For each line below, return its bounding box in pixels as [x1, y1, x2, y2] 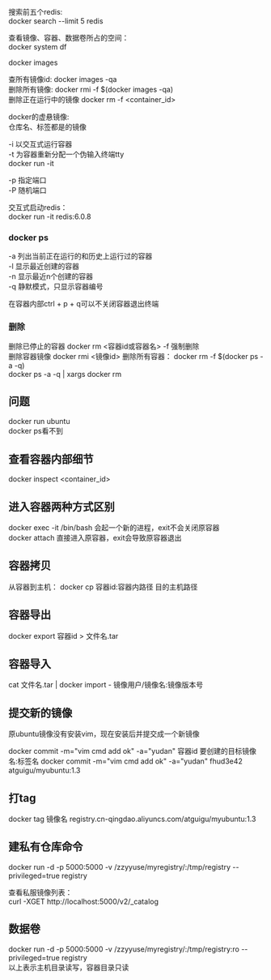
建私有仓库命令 [8, 840, 83, 854]
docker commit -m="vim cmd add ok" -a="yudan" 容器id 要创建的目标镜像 [8, 747, 257, 756]
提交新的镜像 [8, 706, 73, 720]
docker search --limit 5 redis [8, 16, 104, 26]
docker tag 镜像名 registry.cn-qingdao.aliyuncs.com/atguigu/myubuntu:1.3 [8, 814, 256, 824]
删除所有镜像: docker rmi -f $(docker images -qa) [8, 84, 174, 94]
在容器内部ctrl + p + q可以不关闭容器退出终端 [8, 299, 159, 309]
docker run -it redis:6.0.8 [8, 212, 91, 221]
